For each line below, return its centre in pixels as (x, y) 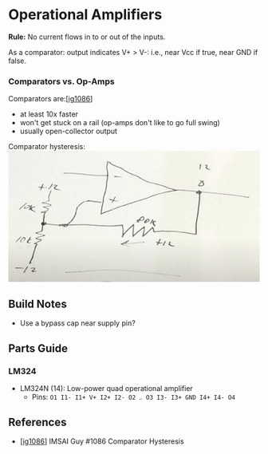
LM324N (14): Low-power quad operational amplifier (106, 389)
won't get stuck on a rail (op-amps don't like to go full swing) (120, 123)
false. (17, 61)
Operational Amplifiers (85, 15)
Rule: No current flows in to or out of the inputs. (87, 37)
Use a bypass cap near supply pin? (77, 323)
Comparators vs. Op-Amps (61, 81)
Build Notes (38, 304)
